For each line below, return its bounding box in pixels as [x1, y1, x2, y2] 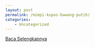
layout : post [5, 7, 33, 13]
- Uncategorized [14, 21, 50, 27]
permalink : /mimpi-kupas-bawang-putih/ [5, 12, 90, 17]
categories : [5, 17, 31, 22]
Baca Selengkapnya [5, 36, 47, 42]
